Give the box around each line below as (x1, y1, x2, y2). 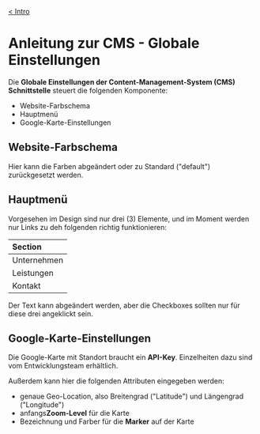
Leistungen (12, 267, 54, 278)
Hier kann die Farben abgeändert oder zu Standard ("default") (8, 161, 211, 171)
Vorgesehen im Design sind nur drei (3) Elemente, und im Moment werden (8, 213, 250, 224)
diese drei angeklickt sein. (8, 308, 93, 319)
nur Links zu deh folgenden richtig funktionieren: (8, 222, 168, 232)
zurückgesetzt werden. (8, 170, 84, 179)
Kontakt (12, 280, 41, 291)
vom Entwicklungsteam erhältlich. (8, 361, 119, 371)
